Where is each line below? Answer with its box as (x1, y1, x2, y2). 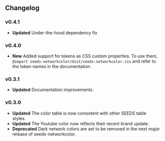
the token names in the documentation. (12, 63, 92, 69)
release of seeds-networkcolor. (12, 131, 76, 137)
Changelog (5, 4, 40, 12)
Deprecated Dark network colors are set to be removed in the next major (12, 126, 160, 132)
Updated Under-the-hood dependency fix (12, 29, 98, 36)
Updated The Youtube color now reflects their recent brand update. (12, 120, 150, 126)
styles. (12, 115, 26, 121)
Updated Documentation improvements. (12, 87, 94, 93)
